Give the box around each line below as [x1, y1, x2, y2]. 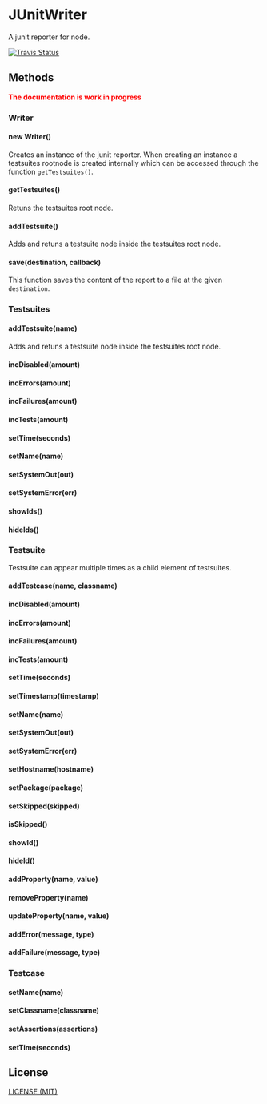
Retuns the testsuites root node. [8, 203, 114, 213]
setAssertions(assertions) [8, 1024, 98, 1034]
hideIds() [8, 525, 39, 534]
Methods [8, 71, 54, 85]
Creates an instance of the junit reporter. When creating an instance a [8, 150, 238, 159]
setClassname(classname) [8, 1005, 100, 1015]
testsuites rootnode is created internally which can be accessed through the [8, 158, 259, 167]
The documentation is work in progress [8, 92, 142, 102]
